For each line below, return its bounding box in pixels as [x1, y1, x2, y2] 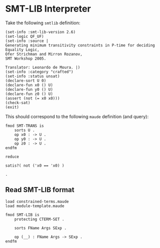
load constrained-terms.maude [5, 199, 69, 204]
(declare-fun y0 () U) [5, 87, 53, 92]
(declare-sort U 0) [5, 78, 47, 83]
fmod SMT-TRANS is [5, 123, 44, 128]
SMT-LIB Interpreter [5, 3, 91, 15]
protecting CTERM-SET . [14, 217, 65, 222]
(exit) [5, 105, 19, 110]
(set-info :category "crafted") [5, 69, 73, 74]
